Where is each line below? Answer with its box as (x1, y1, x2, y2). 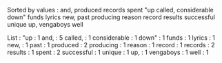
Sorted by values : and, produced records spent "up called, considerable (7, 6, 214, 14)
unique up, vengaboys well (7, 21, 84, 28)
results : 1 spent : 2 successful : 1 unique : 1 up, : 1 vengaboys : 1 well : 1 (7, 48, 209, 56)
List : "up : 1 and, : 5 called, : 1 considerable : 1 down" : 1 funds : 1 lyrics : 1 (7, 34, 215, 42)
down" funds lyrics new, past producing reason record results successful (7, 13, 216, 21)
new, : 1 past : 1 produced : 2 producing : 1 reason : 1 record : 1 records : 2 (7, 41, 215, 49)
